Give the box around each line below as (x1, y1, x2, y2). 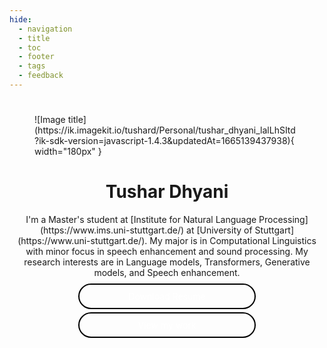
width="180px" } (34, 146, 102, 158)
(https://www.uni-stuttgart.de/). (17, 235, 148, 246)
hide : (9, 14, 32, 25)
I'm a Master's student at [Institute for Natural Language (25, 214, 257, 225)
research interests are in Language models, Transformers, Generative (23, 256, 311, 268)
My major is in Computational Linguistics (149, 235, 317, 246)
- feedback (18, 71, 64, 81)
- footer (18, 52, 55, 62)
